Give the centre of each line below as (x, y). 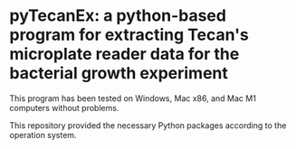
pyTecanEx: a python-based (118, 16)
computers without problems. (64, 107)
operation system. (43, 135)
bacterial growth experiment (119, 74)
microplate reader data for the (124, 54)
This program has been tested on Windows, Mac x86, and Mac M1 (133, 98)
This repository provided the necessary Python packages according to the (148, 125)
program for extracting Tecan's (129, 35)
